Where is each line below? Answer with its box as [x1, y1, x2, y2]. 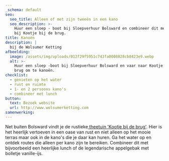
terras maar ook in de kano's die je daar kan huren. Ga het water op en [5, 134, 152, 140]
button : [5, 96, 22, 101]
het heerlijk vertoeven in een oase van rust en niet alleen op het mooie [5, 129, 151, 135]
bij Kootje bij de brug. [14, 31, 66, 36]
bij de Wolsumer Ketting [10, 45, 62, 50]
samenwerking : [5, 110, 35, 115]
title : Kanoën [5, 36, 35, 41]
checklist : [5, 73, 28, 78]
